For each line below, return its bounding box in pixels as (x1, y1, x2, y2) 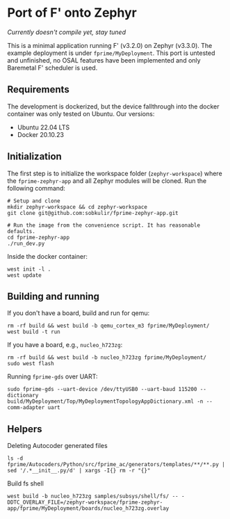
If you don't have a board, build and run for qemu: (7, 309, 150, 317)
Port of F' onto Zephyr (7, 5, 137, 21)
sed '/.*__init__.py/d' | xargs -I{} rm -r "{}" (7, 468, 151, 474)
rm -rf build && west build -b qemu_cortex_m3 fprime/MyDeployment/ (7, 322, 210, 330)
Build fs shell (7, 479, 44, 488)
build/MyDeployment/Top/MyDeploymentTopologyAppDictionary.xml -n (7, 398, 204, 405)
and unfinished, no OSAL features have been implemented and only (7, 56, 201, 64)
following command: (7, 184, 66, 192)
